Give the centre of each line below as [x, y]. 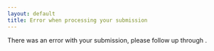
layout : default [31, 14]
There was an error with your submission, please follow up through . [107, 40]
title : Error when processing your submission [77, 20]
